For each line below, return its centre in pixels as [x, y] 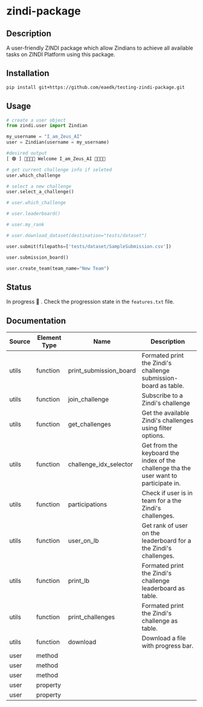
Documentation [36, 321]
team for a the [162, 500]
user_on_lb [83, 541]
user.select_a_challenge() [40, 192]
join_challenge [88, 399]
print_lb [79, 581]
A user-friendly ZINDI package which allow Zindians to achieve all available [100, 48]
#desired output [27, 153]
